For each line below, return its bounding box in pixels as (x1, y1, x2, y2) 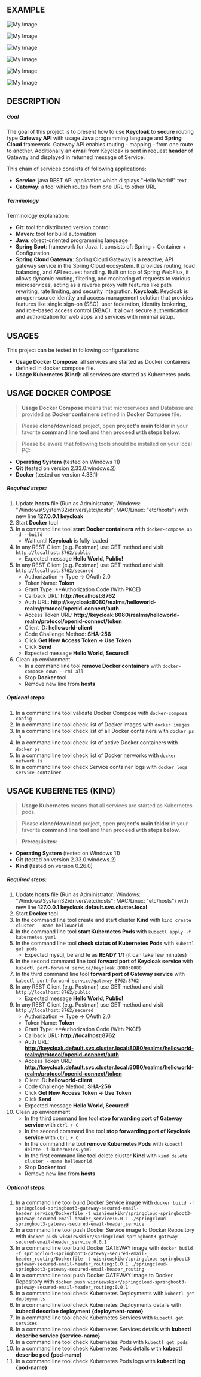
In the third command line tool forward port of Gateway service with (15, 971, 185, 978)
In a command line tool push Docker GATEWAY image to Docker (15, 1272, 173, 1279)
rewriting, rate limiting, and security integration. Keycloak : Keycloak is (15, 288, 188, 295)
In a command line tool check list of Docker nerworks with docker (15, 752, 176, 759)
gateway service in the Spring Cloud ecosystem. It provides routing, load (15, 262, 195, 270)
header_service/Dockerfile (15, 1211, 83, 1217)
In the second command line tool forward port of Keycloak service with (15, 957, 193, 965)
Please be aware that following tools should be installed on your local (21, 440, 192, 447)
